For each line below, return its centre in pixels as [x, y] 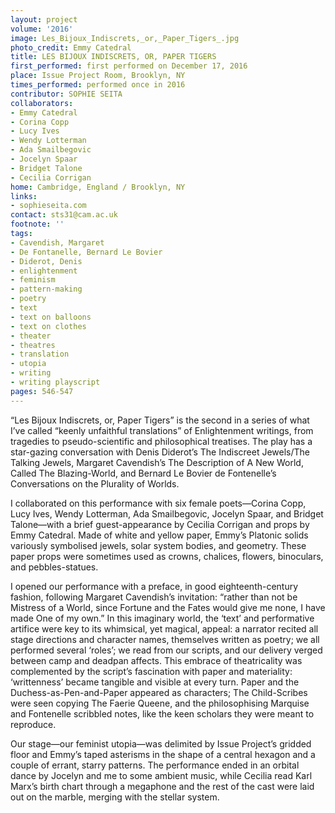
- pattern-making [46, 289]
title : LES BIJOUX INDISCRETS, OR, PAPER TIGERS [113, 57]
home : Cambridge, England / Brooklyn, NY [98, 187]
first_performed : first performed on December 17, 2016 [129, 66]
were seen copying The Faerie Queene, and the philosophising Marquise [160, 703]
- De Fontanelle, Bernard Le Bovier [86, 252]
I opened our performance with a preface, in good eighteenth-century [154, 586]
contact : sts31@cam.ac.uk [64, 215]
